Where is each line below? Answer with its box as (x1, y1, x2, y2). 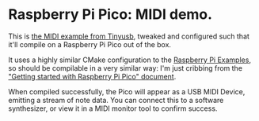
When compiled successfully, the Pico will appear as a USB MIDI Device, (8, 86, 246, 96)
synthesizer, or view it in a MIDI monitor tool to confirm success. (8, 104, 218, 113)
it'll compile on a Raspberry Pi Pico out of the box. (8, 39, 172, 49)
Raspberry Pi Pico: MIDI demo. (8, 5, 212, 24)
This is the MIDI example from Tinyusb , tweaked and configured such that (8, 31, 249, 41)
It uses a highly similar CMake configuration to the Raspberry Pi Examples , (8, 55, 252, 64)
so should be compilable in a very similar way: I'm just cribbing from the (8, 63, 243, 72)
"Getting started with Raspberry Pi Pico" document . (8, 71, 177, 81)
